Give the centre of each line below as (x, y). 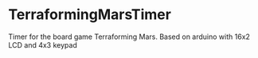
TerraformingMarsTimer (90, 15)
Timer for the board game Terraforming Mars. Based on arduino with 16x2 (129, 37)
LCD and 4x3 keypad (43, 44)
